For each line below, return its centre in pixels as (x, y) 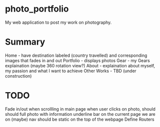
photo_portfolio (37, 9)
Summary (25, 42)
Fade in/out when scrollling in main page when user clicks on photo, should (80, 109)
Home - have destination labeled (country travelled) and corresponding (76, 55)
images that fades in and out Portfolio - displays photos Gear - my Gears (78, 60)
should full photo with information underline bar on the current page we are (80, 114)
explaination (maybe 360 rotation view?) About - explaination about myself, (80, 65)
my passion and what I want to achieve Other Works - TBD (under (71, 71)
